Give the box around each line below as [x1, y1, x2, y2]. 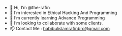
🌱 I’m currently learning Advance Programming [9, 15, 105, 20]
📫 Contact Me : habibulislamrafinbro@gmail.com [9, 26, 110, 31]
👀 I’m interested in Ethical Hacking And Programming [9, 10, 117, 16]
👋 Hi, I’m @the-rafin [9, 5, 50, 10]
